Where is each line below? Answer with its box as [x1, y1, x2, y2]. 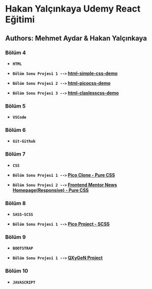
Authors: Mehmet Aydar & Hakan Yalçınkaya [5, 34, 147, 42]
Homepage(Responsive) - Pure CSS [12, 187, 89, 193]
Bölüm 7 [5, 151, 26, 158]
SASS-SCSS [12, 212, 34, 217]
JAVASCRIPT [12, 280, 36, 285]
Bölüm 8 [5, 200, 26, 207]
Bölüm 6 [5, 127, 26, 134]
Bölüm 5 [5, 102, 26, 109]
